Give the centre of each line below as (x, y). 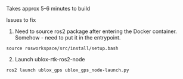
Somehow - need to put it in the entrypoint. (68, 37)
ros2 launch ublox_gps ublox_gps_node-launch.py (68, 70)
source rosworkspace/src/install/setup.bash (62, 48)
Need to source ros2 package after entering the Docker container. (96, 31)
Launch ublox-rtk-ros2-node (50, 59)
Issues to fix (21, 20)
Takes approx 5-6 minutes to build (48, 9)
